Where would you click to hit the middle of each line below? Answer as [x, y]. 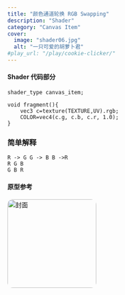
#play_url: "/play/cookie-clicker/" [61, 54]
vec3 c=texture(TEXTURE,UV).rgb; [70, 111]
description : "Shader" [41, 21]
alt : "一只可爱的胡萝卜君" [49, 47]
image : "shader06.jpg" [47, 40]
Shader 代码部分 [32, 77]
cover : [17, 34]
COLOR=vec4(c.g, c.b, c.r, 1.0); [70, 118]
